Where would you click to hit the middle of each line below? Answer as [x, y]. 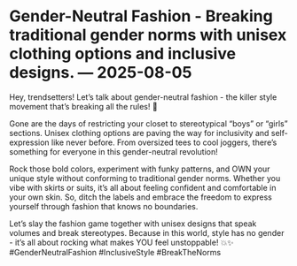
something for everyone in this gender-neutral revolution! [114, 151]
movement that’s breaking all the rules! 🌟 [83, 106]
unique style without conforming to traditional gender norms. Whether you [145, 178]
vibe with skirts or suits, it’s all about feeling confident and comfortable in [143, 187]
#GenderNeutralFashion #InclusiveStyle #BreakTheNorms [115, 252]
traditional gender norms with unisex [148, 35]
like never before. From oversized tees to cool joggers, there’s [164, 142]
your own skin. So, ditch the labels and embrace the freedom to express [141, 197]
